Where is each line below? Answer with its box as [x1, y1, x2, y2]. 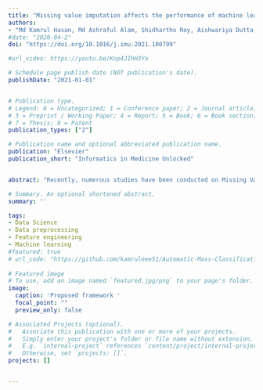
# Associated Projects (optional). [8, 320, 124, 328]
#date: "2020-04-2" [8, 33, 72, 42]
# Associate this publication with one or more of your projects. [8, 327, 236, 335]
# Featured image [8, 269, 65, 278]
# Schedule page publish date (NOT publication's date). [8, 69, 198, 77]
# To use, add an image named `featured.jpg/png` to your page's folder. [8, 277, 254, 285]
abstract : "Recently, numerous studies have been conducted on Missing [8, 175, 247, 184]
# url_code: [8, 255, 47, 263]
